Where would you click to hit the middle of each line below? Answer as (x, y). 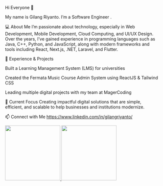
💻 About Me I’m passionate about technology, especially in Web (70, 27)
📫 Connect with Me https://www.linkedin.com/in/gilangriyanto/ (69, 117)
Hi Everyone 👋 (19, 8)
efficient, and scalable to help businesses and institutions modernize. (75, 107)
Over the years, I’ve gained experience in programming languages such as (80, 39)
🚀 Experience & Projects (29, 59)
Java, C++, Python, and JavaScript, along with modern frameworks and (77, 44)
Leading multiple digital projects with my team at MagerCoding (68, 92)
